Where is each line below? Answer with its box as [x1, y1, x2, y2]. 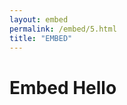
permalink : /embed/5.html [9, 24, 117, 34]
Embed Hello [9, 76, 117, 99]
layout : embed [9, 14, 69, 25]
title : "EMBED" [9, 33, 73, 43]
